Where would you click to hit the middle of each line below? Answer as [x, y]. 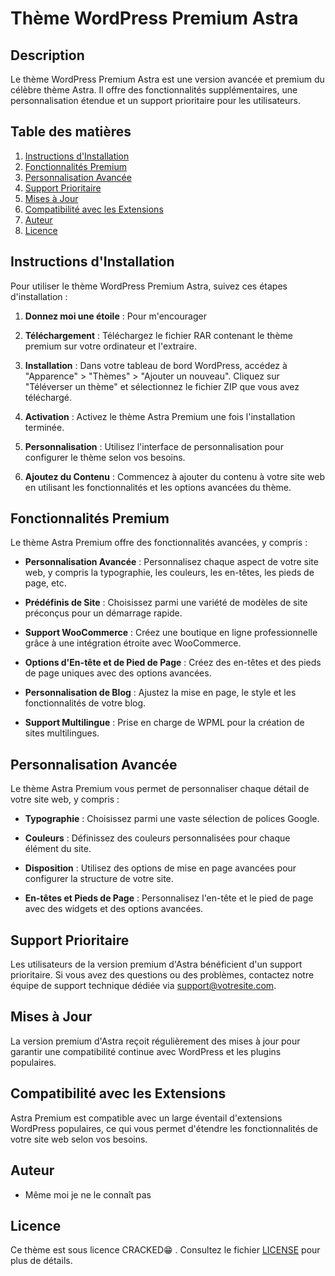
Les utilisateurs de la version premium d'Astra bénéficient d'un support [156, 964]
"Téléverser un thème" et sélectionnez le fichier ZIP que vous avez [162, 386]
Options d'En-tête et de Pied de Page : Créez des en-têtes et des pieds [173, 663]
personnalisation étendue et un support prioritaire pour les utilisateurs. [155, 100]
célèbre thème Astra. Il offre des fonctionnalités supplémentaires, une [154, 90]
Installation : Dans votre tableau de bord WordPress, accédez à [156, 365]
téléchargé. [48, 397]
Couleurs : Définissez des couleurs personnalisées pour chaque [157, 838]
